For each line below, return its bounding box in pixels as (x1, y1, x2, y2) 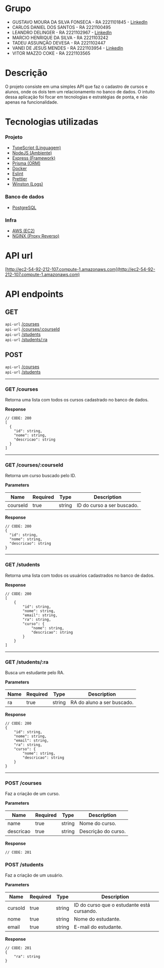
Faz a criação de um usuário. (5, 872, 63, 878)
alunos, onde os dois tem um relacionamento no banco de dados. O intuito (5, 88, 155, 94)
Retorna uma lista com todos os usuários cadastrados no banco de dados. (5, 572, 155, 578)
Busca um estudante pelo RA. (5, 669, 65, 675)
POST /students (5, 861, 44, 868)
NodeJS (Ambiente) (12, 150, 52, 156)
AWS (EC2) (12, 228, 35, 234)
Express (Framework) (12, 155, 56, 161)
